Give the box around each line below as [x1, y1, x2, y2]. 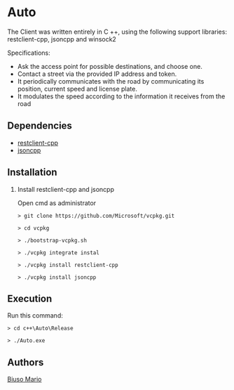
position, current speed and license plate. [17, 84, 138, 93]
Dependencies [7, 120, 72, 132]
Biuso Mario [7, 375, 42, 384]
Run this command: [7, 311, 63, 320]
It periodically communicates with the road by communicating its [17, 77, 205, 85]
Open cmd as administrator [17, 198, 97, 207]
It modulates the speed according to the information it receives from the [17, 92, 226, 100]
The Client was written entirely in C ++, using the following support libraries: [7, 27, 228, 36]
